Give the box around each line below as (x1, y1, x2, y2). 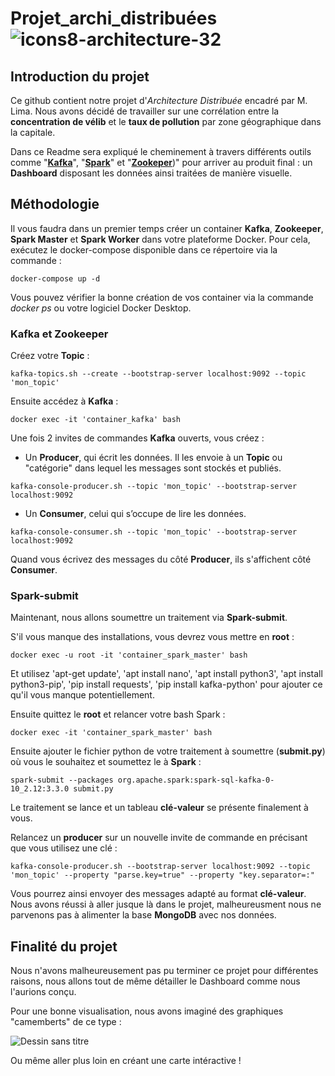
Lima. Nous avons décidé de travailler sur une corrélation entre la (10, 105, 280, 117)
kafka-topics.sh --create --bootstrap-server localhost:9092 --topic (10, 369, 307, 379)
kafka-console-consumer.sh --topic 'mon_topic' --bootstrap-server (10, 527, 298, 537)
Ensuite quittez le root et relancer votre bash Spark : (10, 708, 226, 721)
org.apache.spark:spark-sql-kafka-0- (117, 775, 275, 786)
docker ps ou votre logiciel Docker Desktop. (10, 302, 192, 314)
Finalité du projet (10, 938, 118, 955)
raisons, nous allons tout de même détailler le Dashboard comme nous (10, 975, 301, 987)
